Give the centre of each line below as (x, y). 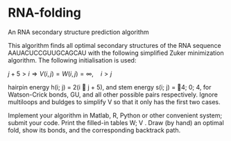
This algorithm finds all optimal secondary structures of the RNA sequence (114, 45)
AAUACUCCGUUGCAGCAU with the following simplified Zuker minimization (116, 53)
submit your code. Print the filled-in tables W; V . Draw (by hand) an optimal (116, 122)
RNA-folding (45, 13)
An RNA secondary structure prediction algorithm (78, 32)
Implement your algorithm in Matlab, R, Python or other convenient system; (115, 115)
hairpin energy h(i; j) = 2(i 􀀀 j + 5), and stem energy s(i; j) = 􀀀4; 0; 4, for (110, 87)
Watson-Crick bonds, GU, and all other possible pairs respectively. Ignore (113, 94)
